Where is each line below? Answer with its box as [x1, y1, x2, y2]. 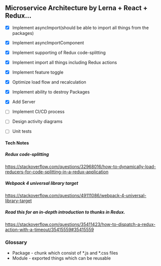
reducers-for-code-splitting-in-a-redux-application [5, 169, 109, 175]
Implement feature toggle [12, 69, 64, 75]
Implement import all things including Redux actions [12, 59, 117, 65]
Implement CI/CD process [12, 109, 65, 115]
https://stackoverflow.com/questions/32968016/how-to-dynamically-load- [5, 164, 156, 170]
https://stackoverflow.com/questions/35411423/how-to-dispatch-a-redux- [5, 221, 156, 227]
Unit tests [12, 128, 32, 134]
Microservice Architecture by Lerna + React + [5, 4, 148, 12]
